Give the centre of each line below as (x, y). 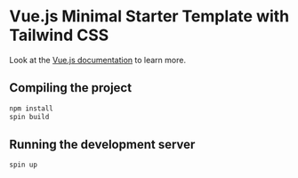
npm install (31, 109)
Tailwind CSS (59, 35)
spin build (29, 117)
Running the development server (102, 144)
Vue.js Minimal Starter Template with (149, 16)
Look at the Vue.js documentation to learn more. (98, 60)
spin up (24, 165)
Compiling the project (70, 88)
